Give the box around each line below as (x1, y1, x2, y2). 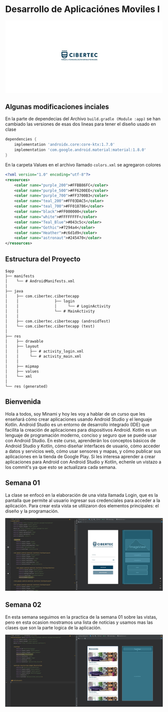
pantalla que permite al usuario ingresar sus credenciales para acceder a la (5, 497, 160, 503)
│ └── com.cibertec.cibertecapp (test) (5, 323, 95, 329)
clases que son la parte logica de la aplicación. (5, 624, 101, 630)
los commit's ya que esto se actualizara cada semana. (5, 464, 117, 470)
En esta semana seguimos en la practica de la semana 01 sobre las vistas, (5, 614, 157, 620)
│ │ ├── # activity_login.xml (5, 348, 84, 354)
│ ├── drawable (5, 338, 43, 344)
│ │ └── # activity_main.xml (5, 353, 81, 359)
